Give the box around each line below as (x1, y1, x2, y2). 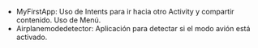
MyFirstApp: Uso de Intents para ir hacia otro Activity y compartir (15, 7, 234, 16)
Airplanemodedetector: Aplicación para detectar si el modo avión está (15, 24, 251, 33)
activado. (15, 32, 48, 42)
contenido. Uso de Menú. (15, 15, 101, 25)
